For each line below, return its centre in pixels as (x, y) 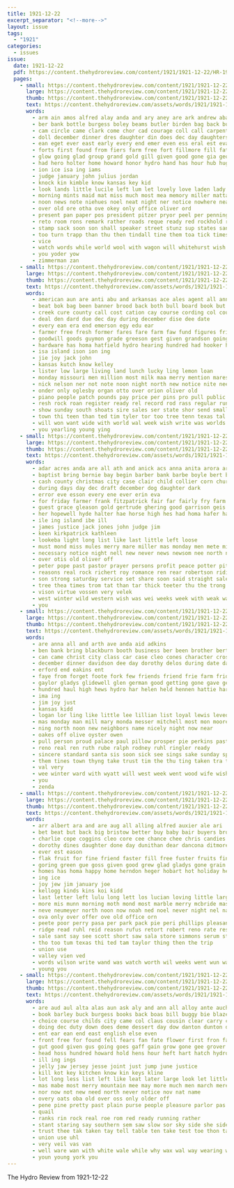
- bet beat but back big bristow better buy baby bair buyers (124, 832)
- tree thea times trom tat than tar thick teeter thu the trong (129, 585)
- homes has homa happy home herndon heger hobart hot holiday (126, 871)
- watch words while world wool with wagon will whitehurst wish (129, 248)
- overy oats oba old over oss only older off (101, 1099)
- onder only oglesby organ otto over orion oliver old (115, 391)
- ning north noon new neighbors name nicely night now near (123, 729)
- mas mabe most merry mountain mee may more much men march (123, 1086)
